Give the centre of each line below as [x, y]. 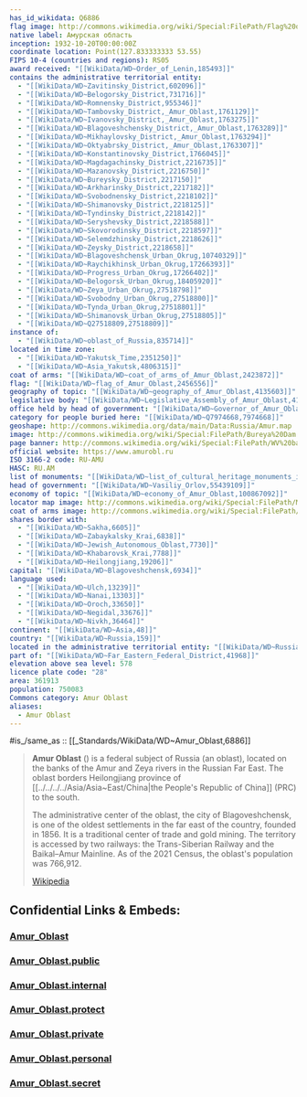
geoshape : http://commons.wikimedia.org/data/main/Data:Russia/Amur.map [151, 426]
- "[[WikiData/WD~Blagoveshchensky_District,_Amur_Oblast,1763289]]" [153, 129]
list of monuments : [47, 477]
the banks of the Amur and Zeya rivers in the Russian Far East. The [158, 768]
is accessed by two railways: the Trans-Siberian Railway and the [153, 844]
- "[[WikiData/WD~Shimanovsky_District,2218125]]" [116, 205]
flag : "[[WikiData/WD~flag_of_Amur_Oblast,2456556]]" [114, 383]
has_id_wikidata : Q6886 [55, 18]
